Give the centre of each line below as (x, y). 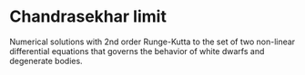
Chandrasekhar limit (88, 17)
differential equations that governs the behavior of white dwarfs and (137, 51)
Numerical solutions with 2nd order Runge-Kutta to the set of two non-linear (152, 42)
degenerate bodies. (46, 61)
